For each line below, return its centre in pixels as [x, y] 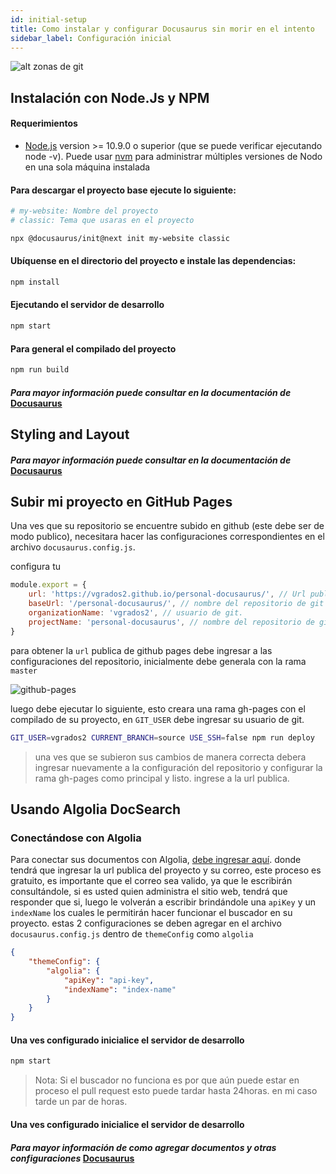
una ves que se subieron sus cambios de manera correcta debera [170, 757]
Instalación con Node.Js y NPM [110, 97]
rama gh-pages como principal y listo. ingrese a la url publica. [162, 778]
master [24, 671]
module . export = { [48, 585]
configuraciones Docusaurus [72, 1158]
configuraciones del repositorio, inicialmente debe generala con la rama [158, 661]
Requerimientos [44, 123]
